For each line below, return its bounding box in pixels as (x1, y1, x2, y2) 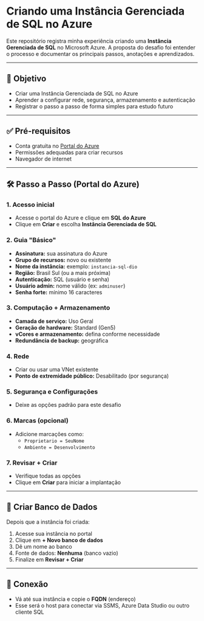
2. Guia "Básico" (6, 236, 56, 245)
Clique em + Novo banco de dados (15, 536, 103, 544)
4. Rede (6, 352, 29, 360)
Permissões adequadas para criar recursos (15, 148, 123, 156)
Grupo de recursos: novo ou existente (15, 256, 111, 263)
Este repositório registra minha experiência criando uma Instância (6, 37, 172, 44)
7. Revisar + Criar (6, 458, 58, 467)
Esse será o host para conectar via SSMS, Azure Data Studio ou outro (15, 602, 190, 609)
